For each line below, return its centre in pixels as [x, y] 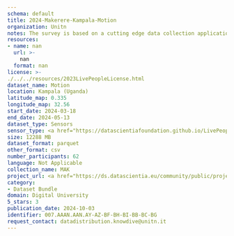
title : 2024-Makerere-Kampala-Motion [62, 20]
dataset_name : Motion [39, 85]
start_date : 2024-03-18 [42, 111]
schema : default [31, 14]
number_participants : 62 [43, 157]
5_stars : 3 [23, 202]
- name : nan [24, 46]
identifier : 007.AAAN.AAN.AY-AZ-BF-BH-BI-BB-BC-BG [82, 215]
